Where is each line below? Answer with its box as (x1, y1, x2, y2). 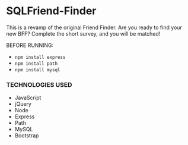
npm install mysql (14, 67, 60, 72)
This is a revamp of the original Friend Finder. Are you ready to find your (6, 24, 182, 31)
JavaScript (14, 94, 42, 102)
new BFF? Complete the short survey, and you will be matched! (6, 30, 161, 37)
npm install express (14, 54, 66, 60)
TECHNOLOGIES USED (6, 80, 72, 89)
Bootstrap (14, 132, 39, 139)
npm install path (14, 61, 58, 67)
